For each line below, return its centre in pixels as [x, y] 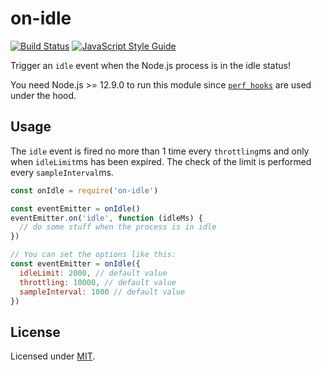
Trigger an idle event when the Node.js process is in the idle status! [150, 65]
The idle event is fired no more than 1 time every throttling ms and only [160, 151]
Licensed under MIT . [53, 356]
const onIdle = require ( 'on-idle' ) [84, 190]
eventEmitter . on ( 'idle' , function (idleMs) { [106, 218]
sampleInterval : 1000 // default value [102, 292]
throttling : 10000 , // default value [98, 282]
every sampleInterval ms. [62, 172]
